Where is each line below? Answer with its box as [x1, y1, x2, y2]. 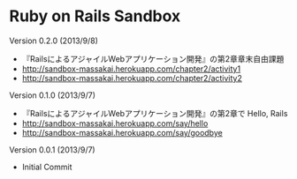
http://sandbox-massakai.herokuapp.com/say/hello [21, 117, 209, 129]
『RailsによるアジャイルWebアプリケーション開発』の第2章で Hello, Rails [21, 108, 288, 118]
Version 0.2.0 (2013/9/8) [9, 35, 99, 46]
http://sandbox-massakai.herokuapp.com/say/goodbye [21, 127, 223, 138]
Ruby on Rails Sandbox [9, 6, 181, 26]
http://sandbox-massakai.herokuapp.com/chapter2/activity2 [21, 72, 243, 83]
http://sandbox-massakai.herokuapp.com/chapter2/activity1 [21, 63, 241, 74]
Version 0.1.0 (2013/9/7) [9, 90, 95, 101]
